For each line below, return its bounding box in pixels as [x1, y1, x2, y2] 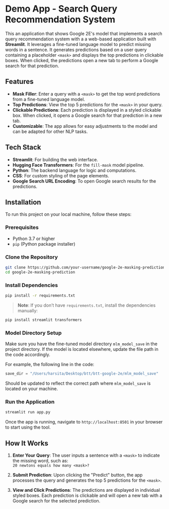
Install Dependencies [5, 282, 58, 289]
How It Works [5, 439, 49, 447]
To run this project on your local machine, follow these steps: [5, 211, 132, 217]
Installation [5, 198, 41, 206]
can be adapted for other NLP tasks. [12, 128, 88, 134]
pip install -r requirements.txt [5, 293, 75, 298]
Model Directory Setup [5, 329, 62, 336]
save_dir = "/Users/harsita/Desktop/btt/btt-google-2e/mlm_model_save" [5, 371, 158, 377]
